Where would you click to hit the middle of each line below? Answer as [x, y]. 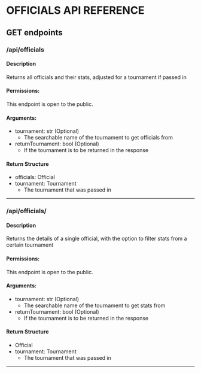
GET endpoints [34, 33]
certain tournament [30, 245]
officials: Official [35, 177]
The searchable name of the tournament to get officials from [98, 138]
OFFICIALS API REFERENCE [75, 10]
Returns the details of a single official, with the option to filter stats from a [97, 239]
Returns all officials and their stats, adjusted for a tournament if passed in [96, 77]
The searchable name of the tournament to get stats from [95, 305]
